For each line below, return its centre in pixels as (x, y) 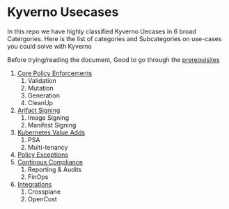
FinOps (38, 177)
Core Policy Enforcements (55, 73)
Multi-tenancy (48, 147)
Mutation (40, 88)
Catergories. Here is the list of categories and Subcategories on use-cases (114, 38)
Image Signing (48, 117)
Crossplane (44, 192)
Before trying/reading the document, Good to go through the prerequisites (114, 59)
